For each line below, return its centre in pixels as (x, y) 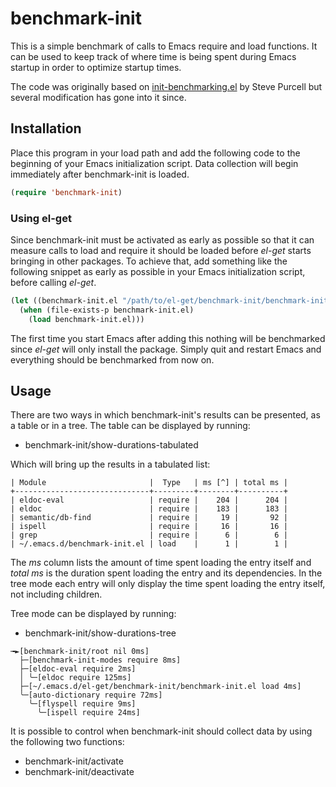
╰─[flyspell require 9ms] (82, 704)
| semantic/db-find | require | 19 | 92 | (149, 518)
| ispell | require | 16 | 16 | (149, 527)
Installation (46, 128)
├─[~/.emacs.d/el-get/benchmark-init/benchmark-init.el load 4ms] (160, 687)
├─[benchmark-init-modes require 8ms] (100, 660)
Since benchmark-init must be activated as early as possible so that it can (162, 239)
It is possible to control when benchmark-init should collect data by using (161, 731)
